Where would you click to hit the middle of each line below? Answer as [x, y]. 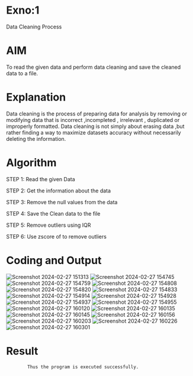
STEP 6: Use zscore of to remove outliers [56, 236]
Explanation [36, 97]
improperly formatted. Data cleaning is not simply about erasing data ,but [95, 126]
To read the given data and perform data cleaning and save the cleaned [94, 67]
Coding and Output [54, 260]
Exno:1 [23, 10]
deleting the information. [36, 139]
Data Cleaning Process [34, 27]
